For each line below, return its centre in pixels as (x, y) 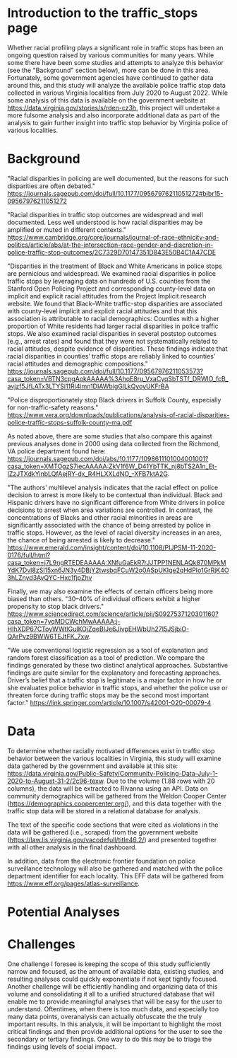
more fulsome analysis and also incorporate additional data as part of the (114, 115)
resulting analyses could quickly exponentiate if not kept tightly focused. (113, 979)
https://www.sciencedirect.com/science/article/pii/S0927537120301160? (113, 614)
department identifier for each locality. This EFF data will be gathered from (116, 876)
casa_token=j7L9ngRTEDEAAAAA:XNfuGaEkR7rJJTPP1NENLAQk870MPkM (117, 562)
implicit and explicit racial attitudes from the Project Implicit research (107, 296)
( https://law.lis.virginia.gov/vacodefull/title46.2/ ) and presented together (112, 839)
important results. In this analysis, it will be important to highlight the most (115, 1024)
